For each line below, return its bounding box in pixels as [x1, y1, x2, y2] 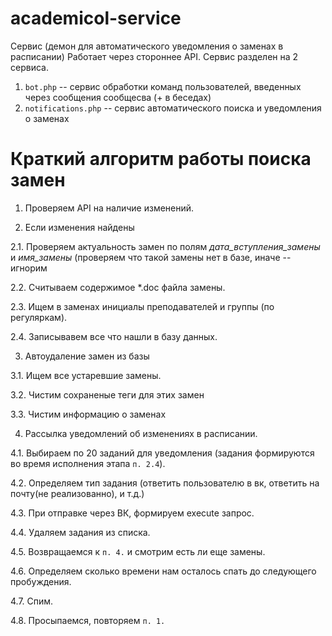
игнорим [10, 262, 48, 274]
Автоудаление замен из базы [24, 350, 150, 362]
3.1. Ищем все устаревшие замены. [10, 369, 162, 381]
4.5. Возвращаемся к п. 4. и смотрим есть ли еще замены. [10, 545, 266, 557]
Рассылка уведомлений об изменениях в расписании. [24, 427, 258, 439]
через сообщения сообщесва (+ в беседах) [24, 91, 212, 103]
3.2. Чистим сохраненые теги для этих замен [10, 388, 205, 401]
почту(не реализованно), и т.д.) [10, 487, 145, 499]
